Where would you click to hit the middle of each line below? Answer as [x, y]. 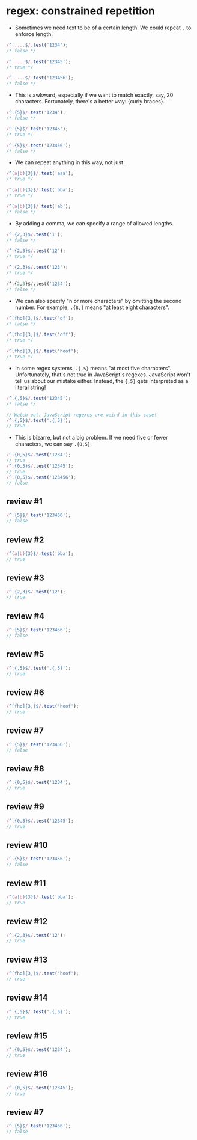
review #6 [25, 692]
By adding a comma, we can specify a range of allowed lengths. [94, 223]
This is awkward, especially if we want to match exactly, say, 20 [94, 95]
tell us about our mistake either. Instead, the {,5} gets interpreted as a [102, 381]
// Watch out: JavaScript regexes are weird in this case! [82, 415]
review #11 [26, 883]
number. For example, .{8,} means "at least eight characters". [92, 307]
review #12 [27, 921]
